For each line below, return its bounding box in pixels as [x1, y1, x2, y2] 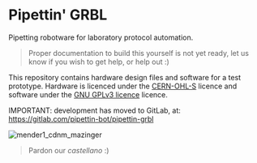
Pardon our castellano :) [28, 145, 109, 155]
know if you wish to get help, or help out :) [28, 57, 170, 66]
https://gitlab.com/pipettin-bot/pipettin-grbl [8, 114, 154, 123]
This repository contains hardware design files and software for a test [8, 72, 242, 82]
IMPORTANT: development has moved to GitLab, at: [8, 105, 181, 115]
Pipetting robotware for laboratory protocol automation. [8, 32, 194, 42]
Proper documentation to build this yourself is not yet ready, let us [28, 48, 250, 58]
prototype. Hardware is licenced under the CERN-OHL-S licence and [8, 81, 238, 91]
